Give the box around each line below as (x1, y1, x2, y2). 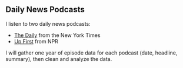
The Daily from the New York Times (14, 32, 101, 39)
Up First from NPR (14, 38, 58, 45)
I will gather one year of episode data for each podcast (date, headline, (5, 49, 178, 56)
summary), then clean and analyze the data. (5, 55, 112, 62)
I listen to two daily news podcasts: (5, 20, 91, 27)
